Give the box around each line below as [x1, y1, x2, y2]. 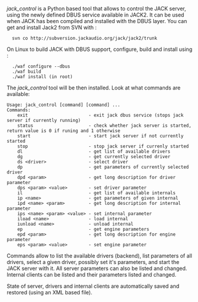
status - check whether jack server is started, [17, 123, 192, 128]
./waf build [12, 69, 42, 75]
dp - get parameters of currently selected [17, 164, 189, 170]
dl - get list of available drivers [17, 149, 170, 155]
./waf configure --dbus [12, 63, 70, 69]
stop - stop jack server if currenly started [17, 143, 189, 149]
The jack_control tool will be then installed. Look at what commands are [6, 84, 181, 91]
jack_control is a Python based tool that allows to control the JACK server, [6, 5, 186, 12]
